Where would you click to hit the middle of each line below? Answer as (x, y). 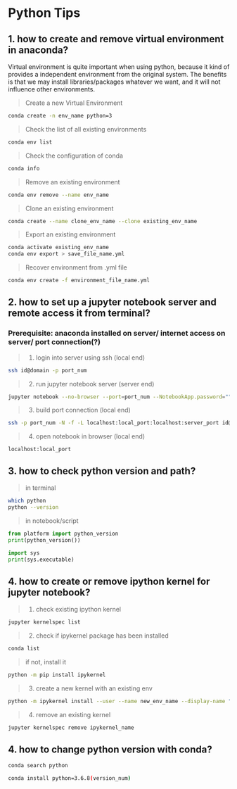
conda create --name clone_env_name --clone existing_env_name (103, 221)
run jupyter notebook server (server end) (95, 384)
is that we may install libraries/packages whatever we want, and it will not (114, 82)
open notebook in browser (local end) (90, 436)
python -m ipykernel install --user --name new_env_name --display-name (117, 701)
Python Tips (44, 13)
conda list (24, 649)
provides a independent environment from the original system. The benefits (117, 74)
